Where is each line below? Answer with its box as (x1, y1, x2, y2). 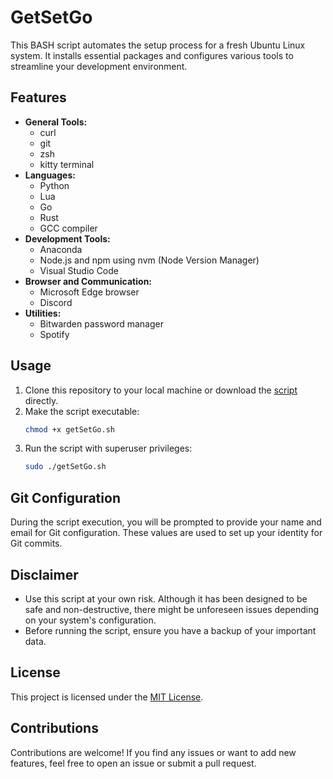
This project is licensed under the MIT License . (10, 691, 204, 703)
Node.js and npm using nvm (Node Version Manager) (39, 254, 260, 266)
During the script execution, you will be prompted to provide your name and (10, 516, 322, 528)
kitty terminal (39, 158, 95, 170)
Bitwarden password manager (39, 317, 165, 330)
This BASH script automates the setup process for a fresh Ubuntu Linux (10, 39, 306, 51)
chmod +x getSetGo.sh (24, 424, 115, 435)
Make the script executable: (24, 405, 140, 417)
